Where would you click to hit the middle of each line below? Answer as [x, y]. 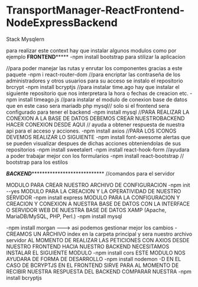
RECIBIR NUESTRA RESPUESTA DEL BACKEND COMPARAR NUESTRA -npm [99, 271]
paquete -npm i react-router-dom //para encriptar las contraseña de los [93, 74]
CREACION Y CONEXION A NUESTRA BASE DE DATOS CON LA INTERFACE [98, 203]
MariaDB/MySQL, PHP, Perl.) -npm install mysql [64, 216]
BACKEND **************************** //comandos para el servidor [91, 173]
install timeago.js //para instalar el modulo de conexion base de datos [103, 99]
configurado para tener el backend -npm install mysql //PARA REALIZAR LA [98, 112]
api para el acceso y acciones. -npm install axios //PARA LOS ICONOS [91, 131]
